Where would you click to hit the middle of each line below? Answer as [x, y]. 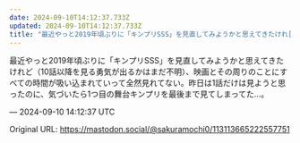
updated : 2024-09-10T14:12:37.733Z [76, 26]
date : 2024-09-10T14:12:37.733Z [69, 17]
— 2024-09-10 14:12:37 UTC [62, 112]
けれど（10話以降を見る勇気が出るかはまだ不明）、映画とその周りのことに [145, 71]
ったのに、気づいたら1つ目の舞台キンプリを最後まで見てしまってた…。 [139, 94]
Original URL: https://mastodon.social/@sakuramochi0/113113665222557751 [150, 130]
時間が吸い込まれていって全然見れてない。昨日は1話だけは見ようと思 [159, 83]
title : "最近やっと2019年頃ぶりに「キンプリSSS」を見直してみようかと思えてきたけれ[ [151, 34]
